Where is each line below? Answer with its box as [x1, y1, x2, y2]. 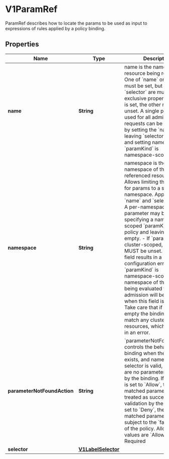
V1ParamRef [5, 4, 58, 15]
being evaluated [124, 285, 162, 292]
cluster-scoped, [124, 241, 163, 248]
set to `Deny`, [124, 406, 156, 413]
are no [124, 368, 140, 375]
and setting [124, 139, 151, 146]
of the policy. [124, 425, 155, 432]
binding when [124, 350, 157, 357]
